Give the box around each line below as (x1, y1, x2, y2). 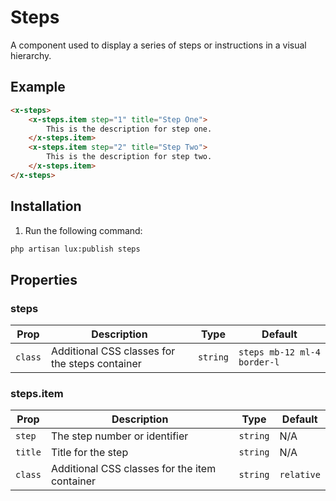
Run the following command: (24, 224, 143, 236)
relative (279, 469, 321, 481)
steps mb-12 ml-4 (238, 347, 321, 358)
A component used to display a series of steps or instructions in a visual (10, 39, 307, 51)
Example (10, 79, 66, 96)
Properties (10, 271, 78, 288)
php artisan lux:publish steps (10, 244, 141, 254)
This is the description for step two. (46, 152, 213, 162)
